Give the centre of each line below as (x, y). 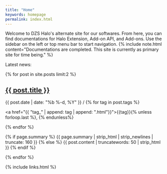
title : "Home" (20, 10)
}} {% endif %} (21, 148)
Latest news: (18, 65)
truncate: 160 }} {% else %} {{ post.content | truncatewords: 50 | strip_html (83, 142)
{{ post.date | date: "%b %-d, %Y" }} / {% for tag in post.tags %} (72, 102)
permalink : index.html (29, 19)
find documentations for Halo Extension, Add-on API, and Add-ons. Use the (83, 39)
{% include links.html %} (31, 167)
